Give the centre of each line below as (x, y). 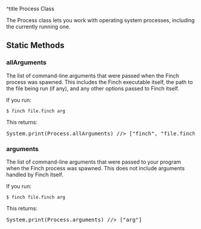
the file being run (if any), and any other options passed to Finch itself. (93, 88)
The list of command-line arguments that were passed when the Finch (93, 76)
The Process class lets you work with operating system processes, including (100, 20)
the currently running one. (38, 27)
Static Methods (35, 45)
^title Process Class (31, 9)
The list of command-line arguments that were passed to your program (94, 162)
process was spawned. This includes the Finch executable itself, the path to (100, 82)
